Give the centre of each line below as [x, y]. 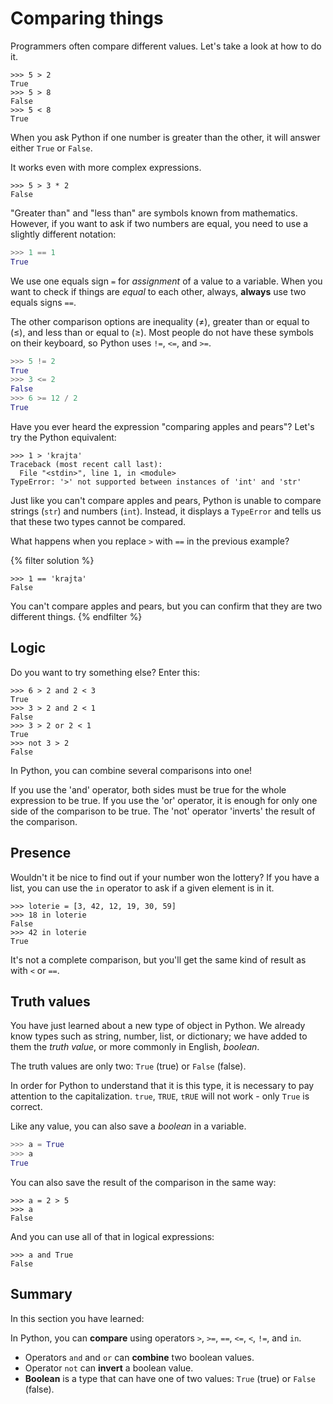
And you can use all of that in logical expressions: [112, 1236]
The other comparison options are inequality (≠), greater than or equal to [160, 321]
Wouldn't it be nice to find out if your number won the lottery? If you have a [165, 877]
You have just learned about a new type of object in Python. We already [158, 1026]
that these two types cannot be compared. [98, 521]
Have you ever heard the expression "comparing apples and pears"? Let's [162, 426]
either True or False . [51, 148]
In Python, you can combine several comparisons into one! [131, 770]
